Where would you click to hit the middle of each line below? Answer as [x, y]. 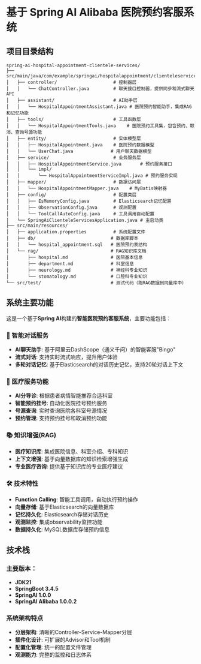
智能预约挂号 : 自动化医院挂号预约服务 [61, 403]
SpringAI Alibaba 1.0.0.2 [46, 601]
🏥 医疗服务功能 [28, 381]
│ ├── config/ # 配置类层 [71, 195]
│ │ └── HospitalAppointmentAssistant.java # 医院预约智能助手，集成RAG [99, 107]
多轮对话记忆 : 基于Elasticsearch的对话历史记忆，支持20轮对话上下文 [99, 365]
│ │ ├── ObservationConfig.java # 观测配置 [71, 208]
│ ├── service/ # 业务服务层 [74, 158]
